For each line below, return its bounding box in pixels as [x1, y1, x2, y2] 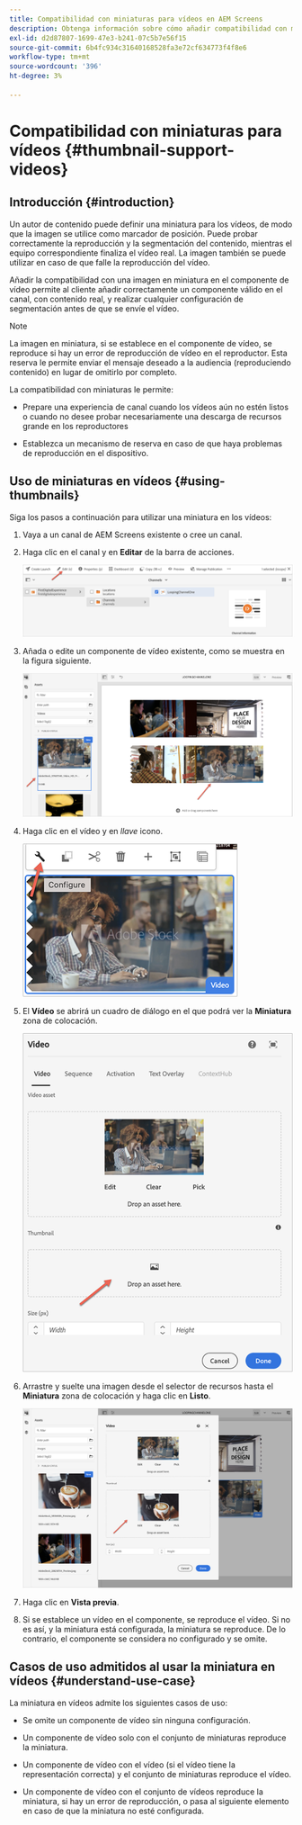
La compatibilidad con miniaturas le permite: [9, 383, 173, 395]
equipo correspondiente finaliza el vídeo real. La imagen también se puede [9, 247, 286, 258]
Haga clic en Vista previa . [22, 1596, 120, 1607]
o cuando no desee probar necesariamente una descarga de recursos [22, 410, 282, 422]
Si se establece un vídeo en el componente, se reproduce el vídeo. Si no [22, 1614, 290, 1624]
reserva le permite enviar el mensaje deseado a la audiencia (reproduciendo [9, 356, 292, 368]
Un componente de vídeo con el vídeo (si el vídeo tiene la [22, 1759, 236, 1770]
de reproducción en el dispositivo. [22, 447, 149, 458]
